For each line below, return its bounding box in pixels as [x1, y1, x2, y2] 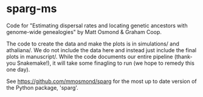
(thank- [174, 53, 193, 60]
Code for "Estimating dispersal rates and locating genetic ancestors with [6, 22, 188, 29]
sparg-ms [6, 2, 57, 16]
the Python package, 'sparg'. [6, 84, 79, 91]
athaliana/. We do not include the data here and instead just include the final [6, 46, 196, 53]
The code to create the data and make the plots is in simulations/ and [6, 40, 179, 47]
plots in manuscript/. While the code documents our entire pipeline [6, 53, 173, 60]
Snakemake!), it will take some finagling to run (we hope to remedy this [17, 59, 194, 67]
